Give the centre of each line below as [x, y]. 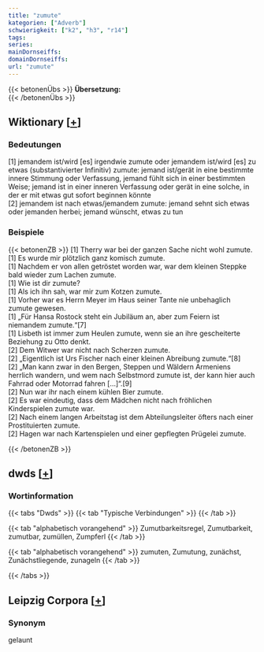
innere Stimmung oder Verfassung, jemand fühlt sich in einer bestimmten [127, 179]
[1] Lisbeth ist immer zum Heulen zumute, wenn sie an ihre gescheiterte [124, 333]
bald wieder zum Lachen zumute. [62, 274]
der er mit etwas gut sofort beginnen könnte [80, 195]
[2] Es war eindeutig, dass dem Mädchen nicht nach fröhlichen [110, 400]
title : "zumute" [35, 15]
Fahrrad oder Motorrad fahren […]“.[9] [70, 383]
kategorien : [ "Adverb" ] [47, 23]
